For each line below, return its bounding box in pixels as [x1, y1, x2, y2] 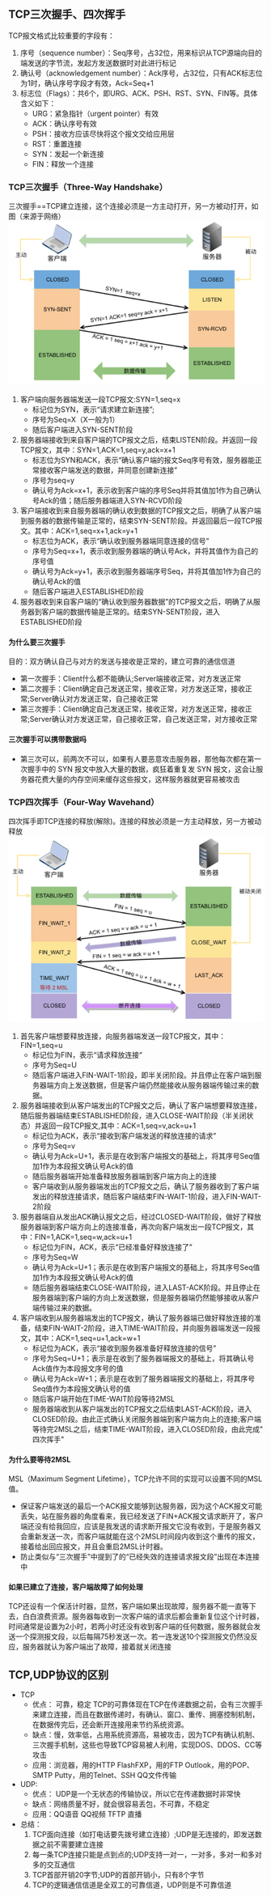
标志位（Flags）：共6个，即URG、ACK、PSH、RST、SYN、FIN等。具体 [19, 88, 258, 98]
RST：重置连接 [32, 138, 83, 148]
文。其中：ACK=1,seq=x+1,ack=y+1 [19, 526, 138, 536]
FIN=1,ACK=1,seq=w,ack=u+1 [34, 1233, 133, 1242]
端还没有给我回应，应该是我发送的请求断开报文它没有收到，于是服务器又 [19, 1521, 261, 1531]
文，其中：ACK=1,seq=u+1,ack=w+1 [19, 1334, 141, 1343]
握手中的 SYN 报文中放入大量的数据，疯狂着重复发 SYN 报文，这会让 [27, 764, 256, 774]
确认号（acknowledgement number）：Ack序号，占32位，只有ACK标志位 [19, 68, 263, 78]
